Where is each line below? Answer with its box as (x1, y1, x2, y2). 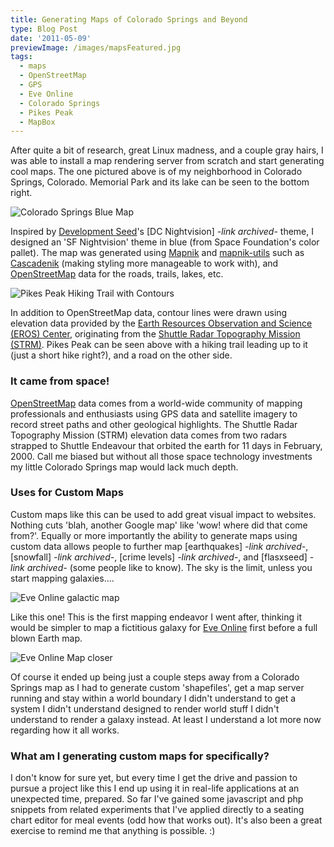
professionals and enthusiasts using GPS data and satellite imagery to (10, 407, 298, 420)
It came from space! (10, 374, 110, 388)
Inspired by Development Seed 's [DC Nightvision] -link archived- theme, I (10, 226, 314, 238)
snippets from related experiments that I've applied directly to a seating (10, 804, 305, 816)
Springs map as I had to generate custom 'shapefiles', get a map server (10, 681, 305, 693)
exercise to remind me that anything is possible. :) (10, 825, 216, 837)
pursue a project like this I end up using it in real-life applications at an (10, 782, 300, 795)
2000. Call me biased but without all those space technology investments (10, 450, 313, 462)
